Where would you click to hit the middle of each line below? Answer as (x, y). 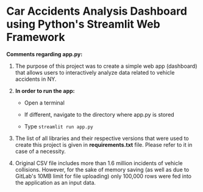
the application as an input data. (55, 182)
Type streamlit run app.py (59, 126)
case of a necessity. (40, 151)
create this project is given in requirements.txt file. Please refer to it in (104, 144)
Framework (36, 37)
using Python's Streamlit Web (83, 24)
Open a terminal (45, 103)
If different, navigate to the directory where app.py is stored (99, 114)
